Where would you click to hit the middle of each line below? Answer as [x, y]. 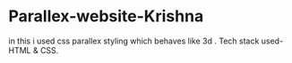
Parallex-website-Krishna [106, 16]
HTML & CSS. [34, 50]
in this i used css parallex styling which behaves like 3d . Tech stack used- [146, 41]
